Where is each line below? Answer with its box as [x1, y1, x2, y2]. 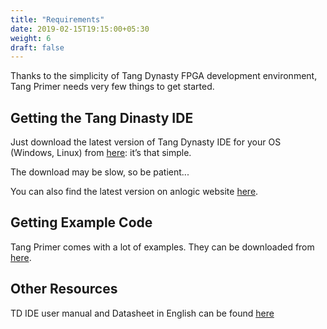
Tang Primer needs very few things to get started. [10, 81, 215, 93]
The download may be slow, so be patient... [10, 166, 190, 178]
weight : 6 [10, 33, 52, 43]
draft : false [10, 42, 65, 53]
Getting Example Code [10, 214, 153, 231]
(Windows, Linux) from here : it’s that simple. [10, 147, 192, 159]
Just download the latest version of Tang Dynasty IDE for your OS [10, 136, 282, 148]
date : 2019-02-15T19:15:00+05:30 [10, 24, 150, 34]
